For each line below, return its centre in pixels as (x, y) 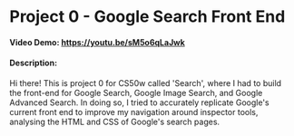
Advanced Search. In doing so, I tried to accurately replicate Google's (139, 102)
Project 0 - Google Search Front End (147, 17)
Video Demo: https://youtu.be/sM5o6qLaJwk (98, 42)
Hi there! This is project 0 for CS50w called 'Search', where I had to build (146, 83)
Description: (33, 63)
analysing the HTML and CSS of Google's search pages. (115, 121)
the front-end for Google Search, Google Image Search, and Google (136, 92)
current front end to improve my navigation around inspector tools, (134, 112)
